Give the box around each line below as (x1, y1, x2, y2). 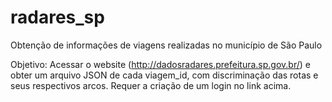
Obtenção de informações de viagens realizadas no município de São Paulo (10, 39, 323, 51)
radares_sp (10, 6, 105, 29)
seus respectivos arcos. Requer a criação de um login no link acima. (10, 79, 292, 91)
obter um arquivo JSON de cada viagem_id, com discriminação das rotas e (10, 69, 319, 81)
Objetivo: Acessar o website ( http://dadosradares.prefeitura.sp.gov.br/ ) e (10, 58, 311, 70)
